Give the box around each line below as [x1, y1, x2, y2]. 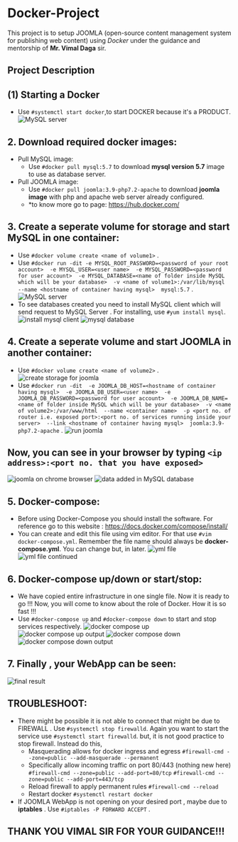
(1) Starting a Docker [7, 88, 100, 101]
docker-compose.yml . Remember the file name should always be [17, 537, 204, 546]
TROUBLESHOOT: [7, 697, 87, 710]
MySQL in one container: [7, 232, 119, 244]
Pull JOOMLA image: [17, 177, 79, 186]
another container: [7, 347, 92, 359]
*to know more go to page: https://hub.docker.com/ [28, 200, 180, 208]
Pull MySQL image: [17, 155, 74, 163]
